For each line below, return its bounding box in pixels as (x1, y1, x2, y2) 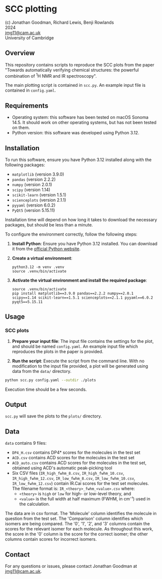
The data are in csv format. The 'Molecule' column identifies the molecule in (5, 511, 157, 516)
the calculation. (19, 501, 50, 507)
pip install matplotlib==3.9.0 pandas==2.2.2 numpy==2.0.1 (12, 291, 134, 296)
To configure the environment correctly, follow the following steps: (5, 231, 138, 237)
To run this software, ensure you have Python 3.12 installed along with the (5, 157, 152, 163)
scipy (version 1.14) (12, 187, 51, 193)
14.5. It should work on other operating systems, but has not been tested (12, 120, 157, 126)
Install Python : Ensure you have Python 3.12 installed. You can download (12, 241, 158, 247)
